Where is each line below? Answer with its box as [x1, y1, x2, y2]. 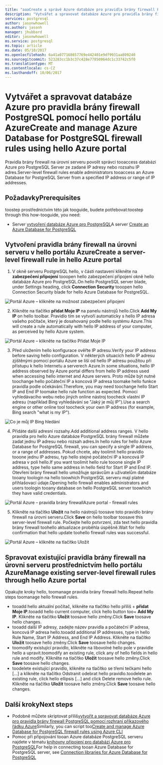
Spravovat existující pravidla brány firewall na [5, 553, 146, 561]
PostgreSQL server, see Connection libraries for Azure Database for [12, 749, 148, 755]
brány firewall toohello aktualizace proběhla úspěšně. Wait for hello [12, 524, 146, 530]
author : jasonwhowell [5, 20, 49, 26]
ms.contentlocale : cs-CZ [5, 66, 55, 71]
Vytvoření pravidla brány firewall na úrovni [5, 241, 137, 249]
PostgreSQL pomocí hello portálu [5, 112, 142, 123]
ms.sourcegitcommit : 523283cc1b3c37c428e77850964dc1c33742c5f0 [5, 57, 136, 62]
